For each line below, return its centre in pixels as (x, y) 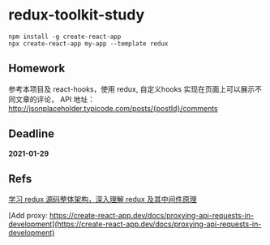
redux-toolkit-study (76, 15)
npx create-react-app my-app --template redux (88, 43)
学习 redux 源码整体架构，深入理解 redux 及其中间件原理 (103, 200)
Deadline (32, 134)
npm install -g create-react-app (65, 37)
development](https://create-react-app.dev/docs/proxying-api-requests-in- (135, 224)
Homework (37, 69)
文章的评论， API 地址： (55, 99)
